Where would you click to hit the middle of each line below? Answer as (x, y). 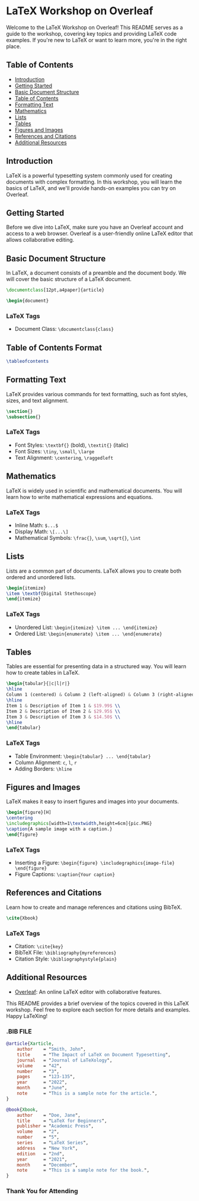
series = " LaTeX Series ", (53, 1143)
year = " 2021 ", (42, 1159)
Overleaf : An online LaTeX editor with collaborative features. (88, 992)
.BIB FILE (19, 1031)
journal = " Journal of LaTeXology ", (65, 1060)
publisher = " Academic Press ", (55, 1126)
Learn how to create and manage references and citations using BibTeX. (94, 907)
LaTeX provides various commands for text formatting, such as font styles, (97, 394)
